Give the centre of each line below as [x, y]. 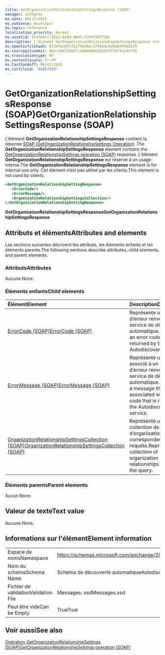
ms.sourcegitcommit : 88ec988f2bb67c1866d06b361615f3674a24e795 [71, 51]
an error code [145, 337]
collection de [144, 427]
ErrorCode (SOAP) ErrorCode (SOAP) [50, 331]
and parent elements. [27, 255]
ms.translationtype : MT [29, 55]
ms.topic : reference [26, 28]
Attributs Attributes [28, 268]
